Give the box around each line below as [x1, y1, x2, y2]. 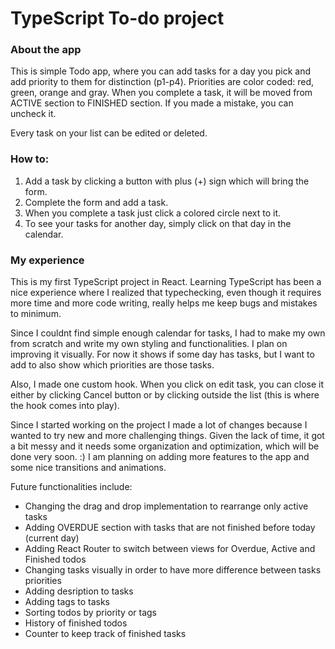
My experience [10, 253, 85, 267]
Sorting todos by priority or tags [24, 607, 157, 619]
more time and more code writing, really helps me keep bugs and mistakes [10, 297, 318, 309]
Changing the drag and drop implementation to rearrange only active [24, 500, 309, 512]
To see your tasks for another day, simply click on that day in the [24, 217, 292, 229]
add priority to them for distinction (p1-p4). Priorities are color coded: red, [10, 76, 314, 88]
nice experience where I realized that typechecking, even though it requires [10, 287, 322, 299]
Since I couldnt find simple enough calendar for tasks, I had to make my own [10, 327, 326, 339]
